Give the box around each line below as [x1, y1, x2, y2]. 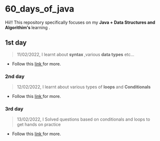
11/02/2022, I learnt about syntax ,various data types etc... [16, 51, 134, 57]
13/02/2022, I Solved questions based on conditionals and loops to [16, 116, 150, 122]
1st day [5, 39, 27, 47]
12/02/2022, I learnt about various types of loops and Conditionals [16, 84, 151, 90]
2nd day [5, 73, 25, 79]
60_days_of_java [5, 3, 74, 15]
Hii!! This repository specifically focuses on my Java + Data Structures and [5, 19, 156, 25]
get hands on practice [16, 122, 61, 127]
